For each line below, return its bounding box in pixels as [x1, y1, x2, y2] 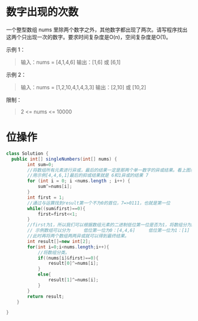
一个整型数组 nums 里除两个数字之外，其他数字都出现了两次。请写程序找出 [6, 26, 188, 33]
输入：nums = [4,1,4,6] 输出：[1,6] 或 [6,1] [20, 59, 121, 66]
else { [37, 271, 51, 278]
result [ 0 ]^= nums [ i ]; [48, 261, 99, 267]
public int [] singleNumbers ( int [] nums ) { [11, 156, 117, 162]
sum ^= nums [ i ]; [37, 184, 72, 190]
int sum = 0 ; [27, 161, 54, 167]
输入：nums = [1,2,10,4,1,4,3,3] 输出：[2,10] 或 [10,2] [20, 83, 146, 90]
